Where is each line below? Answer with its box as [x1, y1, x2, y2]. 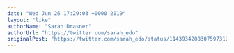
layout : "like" [7, 17, 52, 23]
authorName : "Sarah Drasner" [7, 23, 92, 30]
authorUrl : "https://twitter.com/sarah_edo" [7, 29, 139, 36]
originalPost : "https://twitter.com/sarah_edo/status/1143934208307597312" [7, 36, 232, 43]
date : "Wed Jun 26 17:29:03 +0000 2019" [7, 10, 127, 17]
